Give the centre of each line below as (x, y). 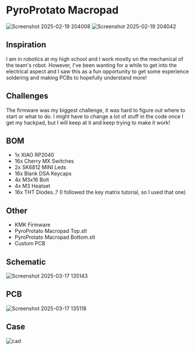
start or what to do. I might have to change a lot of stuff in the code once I (95, 116)
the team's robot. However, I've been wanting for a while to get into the (91, 65)
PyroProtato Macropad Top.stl (51, 231)
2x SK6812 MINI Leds (40, 167)
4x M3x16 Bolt (32, 180)
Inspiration (26, 45)
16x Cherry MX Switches (44, 161)
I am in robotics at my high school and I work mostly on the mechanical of (95, 59)
